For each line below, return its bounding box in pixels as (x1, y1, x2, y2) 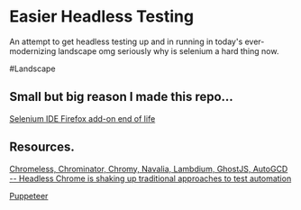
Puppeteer (9, 190, 49, 201)
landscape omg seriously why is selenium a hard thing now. (58, 45, 279, 56)
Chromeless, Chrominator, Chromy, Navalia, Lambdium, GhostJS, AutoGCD (9, 163, 288, 174)
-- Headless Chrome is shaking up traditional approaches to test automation (9, 173, 292, 184)
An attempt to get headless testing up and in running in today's (9, 36, 243, 47)
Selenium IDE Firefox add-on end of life (9, 113, 156, 123)
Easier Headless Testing (9, 6, 195, 27)
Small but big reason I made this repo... (9, 89, 234, 105)
